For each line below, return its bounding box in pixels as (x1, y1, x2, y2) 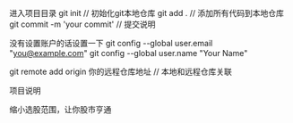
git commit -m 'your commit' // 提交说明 (9, 19, 156, 29)
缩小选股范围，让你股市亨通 (9, 104, 112, 114)
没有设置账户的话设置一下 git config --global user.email (9, 38, 213, 48)
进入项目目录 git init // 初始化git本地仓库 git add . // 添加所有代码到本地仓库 (9, 8, 284, 18)
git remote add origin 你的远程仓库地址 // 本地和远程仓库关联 (9, 66, 233, 77)
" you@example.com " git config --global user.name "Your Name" (9, 48, 248, 58)
